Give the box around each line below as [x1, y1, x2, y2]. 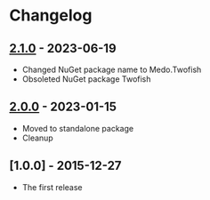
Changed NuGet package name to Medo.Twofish [21, 64, 202, 75]
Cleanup [21, 132, 53, 143]
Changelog [9, 5, 93, 26]
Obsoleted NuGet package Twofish [21, 74, 151, 84]
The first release [21, 181, 83, 192]
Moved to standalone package [21, 123, 134, 133]
